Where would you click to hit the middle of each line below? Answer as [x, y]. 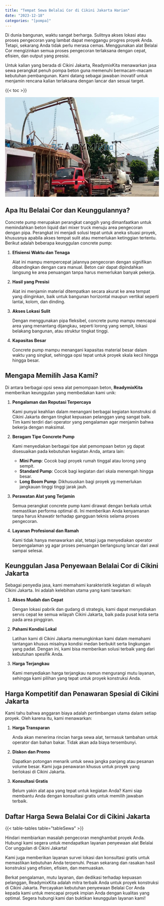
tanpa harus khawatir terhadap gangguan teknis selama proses [75, 516]
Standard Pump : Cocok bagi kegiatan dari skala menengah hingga [86, 471]
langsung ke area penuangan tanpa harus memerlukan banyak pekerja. [83, 272]
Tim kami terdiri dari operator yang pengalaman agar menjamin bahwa [83, 422]
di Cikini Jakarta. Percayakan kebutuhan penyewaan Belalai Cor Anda [75, 888]
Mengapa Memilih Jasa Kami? [52, 376]
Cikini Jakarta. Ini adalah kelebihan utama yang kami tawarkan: [68, 590]
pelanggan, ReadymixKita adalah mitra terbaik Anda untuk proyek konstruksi [82, 883]
